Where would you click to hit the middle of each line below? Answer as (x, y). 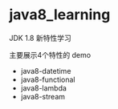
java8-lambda (44, 88)
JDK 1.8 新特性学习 (40, 38)
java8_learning (60, 15)
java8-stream (43, 96)
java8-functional (48, 79)
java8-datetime (46, 71)
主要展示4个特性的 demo (50, 54)
